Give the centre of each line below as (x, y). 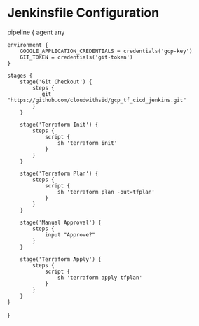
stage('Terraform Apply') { (61, 259)
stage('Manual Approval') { (61, 222)
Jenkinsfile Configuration (83, 13)
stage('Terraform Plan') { (59, 173)
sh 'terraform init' (87, 143)
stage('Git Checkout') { (56, 82)
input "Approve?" (70, 235)
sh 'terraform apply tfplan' (99, 278)
